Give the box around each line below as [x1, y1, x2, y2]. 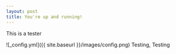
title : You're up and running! [6, 14, 83, 20]
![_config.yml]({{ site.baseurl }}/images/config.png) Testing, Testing [6, 41, 170, 48]
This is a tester [6, 30, 42, 37]
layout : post [6, 8, 38, 15]
